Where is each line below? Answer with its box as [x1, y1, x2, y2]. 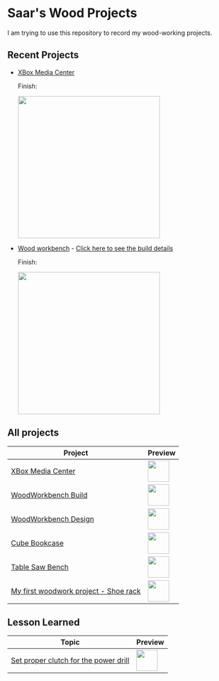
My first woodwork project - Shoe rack [11, 586, 141, 596]
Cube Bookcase [11, 538, 64, 548]
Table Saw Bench [11, 562, 69, 572]
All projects [7, 427, 60, 439]
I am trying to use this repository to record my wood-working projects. [7, 28, 213, 37]
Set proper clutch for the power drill [11, 655, 130, 665]
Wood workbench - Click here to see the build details [17, 244, 174, 252]
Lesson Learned [7, 616, 80, 628]
